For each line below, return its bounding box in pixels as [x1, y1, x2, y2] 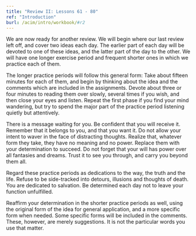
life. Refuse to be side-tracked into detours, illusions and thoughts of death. [6, 176, 189, 183]
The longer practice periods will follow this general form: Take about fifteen [6, 72, 188, 79]
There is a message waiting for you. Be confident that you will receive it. [6, 121, 181, 128]
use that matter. [6, 224, 44, 232]
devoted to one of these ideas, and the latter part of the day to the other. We [6, 48, 191, 55]
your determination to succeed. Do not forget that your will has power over [6, 146, 187, 153]
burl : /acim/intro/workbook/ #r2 [6, 19, 85, 25]
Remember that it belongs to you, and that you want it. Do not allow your [6, 127, 181, 134]
